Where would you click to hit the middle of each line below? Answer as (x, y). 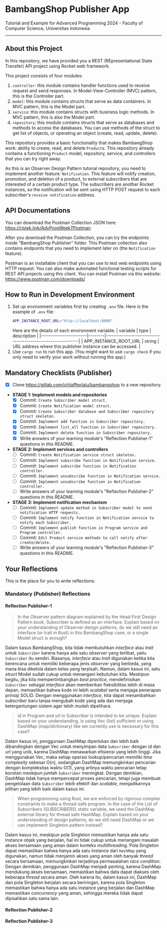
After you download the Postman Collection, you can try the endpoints (77, 237)
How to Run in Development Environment (70, 295)
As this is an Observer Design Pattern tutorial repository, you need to (76, 168)
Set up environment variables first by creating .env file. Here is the (80, 307)
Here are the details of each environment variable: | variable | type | (82, 331)
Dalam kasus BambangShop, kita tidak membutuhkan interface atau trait (79, 648)
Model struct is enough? (42, 638)
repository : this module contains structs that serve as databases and (83, 122)
